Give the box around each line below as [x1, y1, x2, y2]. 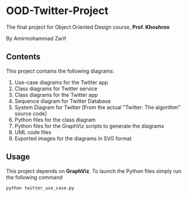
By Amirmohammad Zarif [6, 35, 67, 42]
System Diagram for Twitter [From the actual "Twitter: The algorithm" [14, 104, 181, 111]
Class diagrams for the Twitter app [14, 91, 98, 98]
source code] [14, 110, 47, 117]
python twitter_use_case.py [6, 185, 75, 191]
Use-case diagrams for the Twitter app [14, 79, 108, 86]
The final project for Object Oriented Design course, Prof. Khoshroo [6, 23, 170, 30]
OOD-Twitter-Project [6, 4, 109, 18]
